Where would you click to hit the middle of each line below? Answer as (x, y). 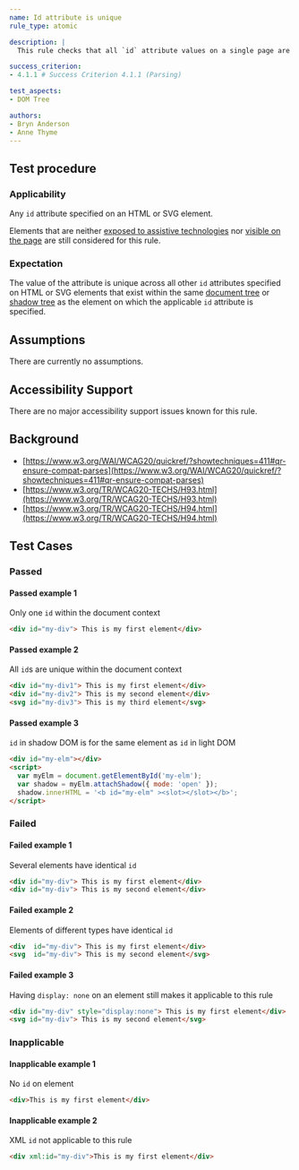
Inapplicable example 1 (53, 1063)
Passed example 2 (44, 650)
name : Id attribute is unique (66, 17)
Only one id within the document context (85, 613)
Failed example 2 (42, 909)
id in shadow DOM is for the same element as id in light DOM (123, 743)
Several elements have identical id (73, 865)
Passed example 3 (44, 723)
